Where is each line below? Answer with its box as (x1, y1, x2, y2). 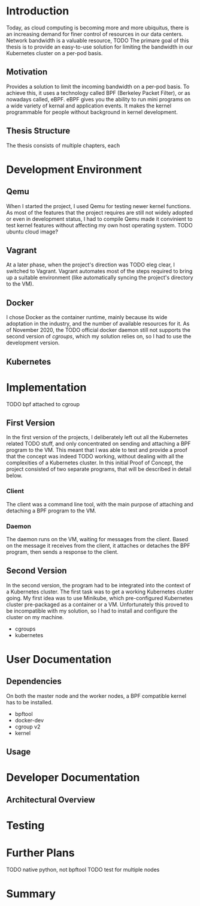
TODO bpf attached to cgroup (6, 400, 80, 407)
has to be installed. (6, 698, 53, 706)
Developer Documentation (6, 771, 140, 784)
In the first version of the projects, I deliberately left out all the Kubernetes (6, 434, 189, 441)
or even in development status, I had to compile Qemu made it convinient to (6, 215, 193, 223)
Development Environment (6, 163, 142, 176)
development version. (6, 339, 60, 346)
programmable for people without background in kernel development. (6, 108, 178, 115)
